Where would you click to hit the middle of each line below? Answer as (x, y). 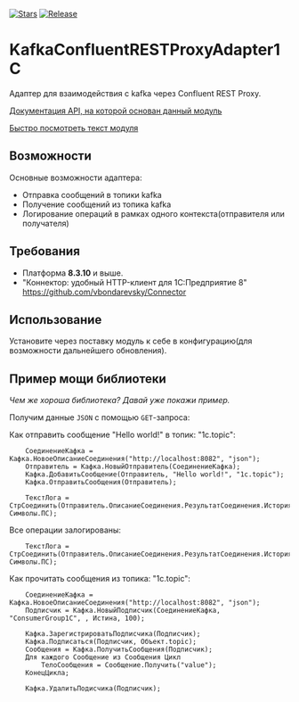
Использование (56, 320)
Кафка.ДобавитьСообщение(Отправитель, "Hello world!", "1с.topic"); (155, 475)
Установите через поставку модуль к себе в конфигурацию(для (131, 341)
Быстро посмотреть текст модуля (74, 128)
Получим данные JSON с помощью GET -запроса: (100, 417)
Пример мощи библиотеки (88, 379)
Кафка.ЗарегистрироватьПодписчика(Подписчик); (113, 634)
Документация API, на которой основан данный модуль (116, 111)
